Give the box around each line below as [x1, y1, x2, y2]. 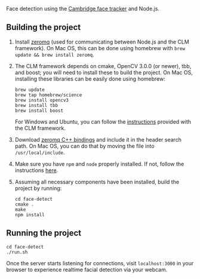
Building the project [6, 22, 81, 32]
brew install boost [14, 108, 64, 114]
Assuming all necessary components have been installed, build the [14, 178, 180, 185]
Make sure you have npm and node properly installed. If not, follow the [14, 160, 184, 167]
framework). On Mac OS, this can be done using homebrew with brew [14, 44, 186, 51]
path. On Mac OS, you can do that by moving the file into [14, 142, 155, 149]
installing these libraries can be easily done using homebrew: [14, 75, 165, 82]
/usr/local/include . [14, 149, 65, 156]
